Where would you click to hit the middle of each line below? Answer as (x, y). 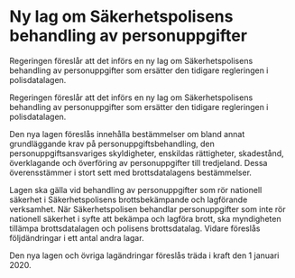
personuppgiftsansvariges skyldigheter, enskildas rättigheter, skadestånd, (147, 153)
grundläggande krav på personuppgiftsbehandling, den (112, 144)
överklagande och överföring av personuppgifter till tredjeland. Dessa (138, 162)
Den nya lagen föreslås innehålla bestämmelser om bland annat (127, 134)
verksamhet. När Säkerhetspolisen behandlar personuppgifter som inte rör (147, 208)
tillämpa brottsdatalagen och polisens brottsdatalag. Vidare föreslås (135, 228)
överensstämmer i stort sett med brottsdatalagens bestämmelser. (131, 172)
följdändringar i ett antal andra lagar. (77, 237)
